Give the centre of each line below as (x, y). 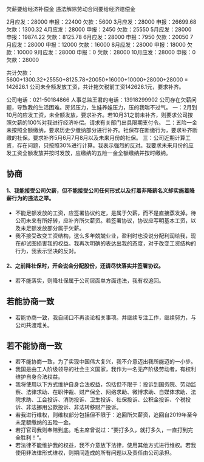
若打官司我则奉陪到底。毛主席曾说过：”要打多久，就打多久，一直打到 (101, 430)
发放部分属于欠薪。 (60, 228)
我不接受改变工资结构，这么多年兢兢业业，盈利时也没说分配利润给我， (103, 235)
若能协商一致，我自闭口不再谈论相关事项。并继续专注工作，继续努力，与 (105, 317)
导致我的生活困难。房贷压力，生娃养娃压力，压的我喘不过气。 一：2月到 (107, 107)
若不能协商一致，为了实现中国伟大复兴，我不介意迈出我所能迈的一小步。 (105, 362)
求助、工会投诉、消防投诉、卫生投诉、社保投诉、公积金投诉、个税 (103, 399)
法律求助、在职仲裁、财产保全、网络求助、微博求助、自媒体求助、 (108, 392)
